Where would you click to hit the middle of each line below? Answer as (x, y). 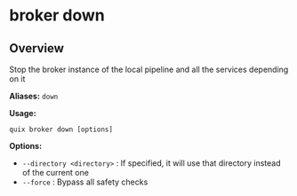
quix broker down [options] (61, 129)
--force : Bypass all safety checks (85, 182)
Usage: (23, 113)
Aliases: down (34, 96)
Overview (37, 48)
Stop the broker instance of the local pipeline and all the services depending (149, 69)
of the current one (55, 172)
